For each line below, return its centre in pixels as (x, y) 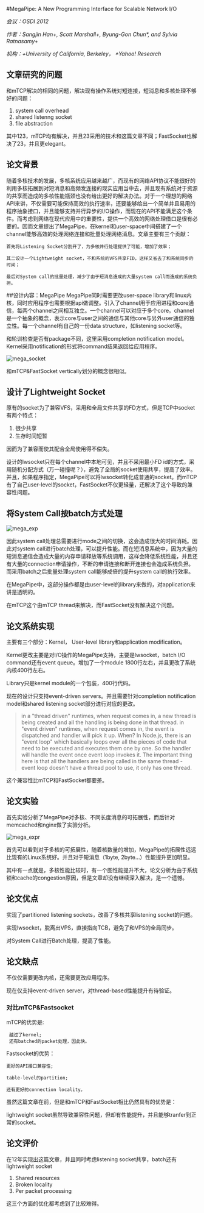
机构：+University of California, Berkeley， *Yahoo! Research (84, 54)
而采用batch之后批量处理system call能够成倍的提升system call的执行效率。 (100, 572)
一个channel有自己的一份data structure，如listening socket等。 (106, 325)
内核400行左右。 (27, 671)
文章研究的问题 (34, 75)
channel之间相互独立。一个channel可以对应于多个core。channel (113, 310)
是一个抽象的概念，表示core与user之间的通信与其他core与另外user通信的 (98, 318)
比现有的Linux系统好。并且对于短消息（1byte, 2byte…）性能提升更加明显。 (100, 857)
